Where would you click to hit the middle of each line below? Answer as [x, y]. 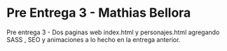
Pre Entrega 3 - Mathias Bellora [99, 13]
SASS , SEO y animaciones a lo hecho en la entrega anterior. [94, 39]
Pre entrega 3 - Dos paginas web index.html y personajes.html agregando [113, 32]
